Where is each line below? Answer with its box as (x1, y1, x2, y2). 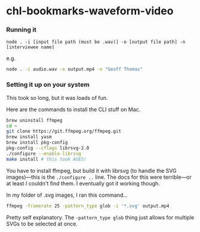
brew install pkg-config (6, 139, 68, 146)
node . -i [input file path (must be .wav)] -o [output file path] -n (6, 39, 186, 45)
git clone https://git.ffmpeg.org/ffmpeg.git (6, 129, 121, 135)
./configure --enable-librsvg (6, 151, 82, 157)
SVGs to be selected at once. (6, 220, 78, 227)
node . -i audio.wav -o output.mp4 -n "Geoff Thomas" (6, 66, 143, 72)
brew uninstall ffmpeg (6, 117, 63, 123)
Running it (6, 26, 37, 34)
